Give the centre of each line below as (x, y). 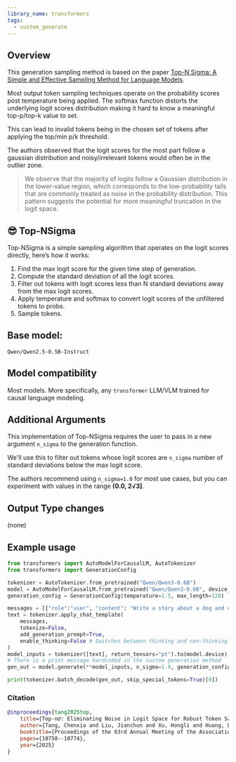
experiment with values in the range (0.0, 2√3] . (76, 486)
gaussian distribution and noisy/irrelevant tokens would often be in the (109, 158)
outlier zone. (25, 165)
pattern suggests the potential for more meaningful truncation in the (123, 202)
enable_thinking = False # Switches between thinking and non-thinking (124, 641)
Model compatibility (52, 373)
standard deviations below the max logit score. (75, 465)
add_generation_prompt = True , (63, 634)
